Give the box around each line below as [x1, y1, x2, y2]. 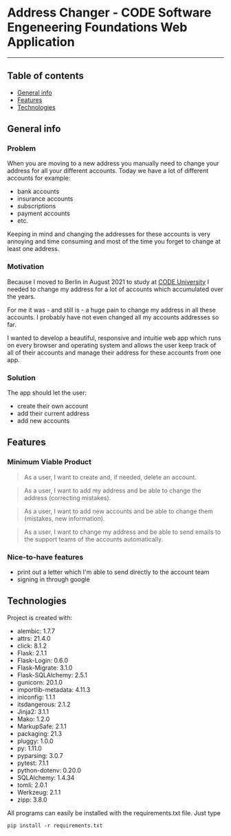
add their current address [16, 409, 90, 418]
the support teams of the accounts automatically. [23, 535, 164, 543]
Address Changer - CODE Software [7, 5, 212, 21]
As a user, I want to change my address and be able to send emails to [23, 528, 221, 536]
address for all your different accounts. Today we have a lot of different [7, 167, 208, 175]
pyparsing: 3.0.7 [16, 751, 63, 759]
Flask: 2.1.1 [16, 648, 47, 657]
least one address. [7, 245, 60, 253]
